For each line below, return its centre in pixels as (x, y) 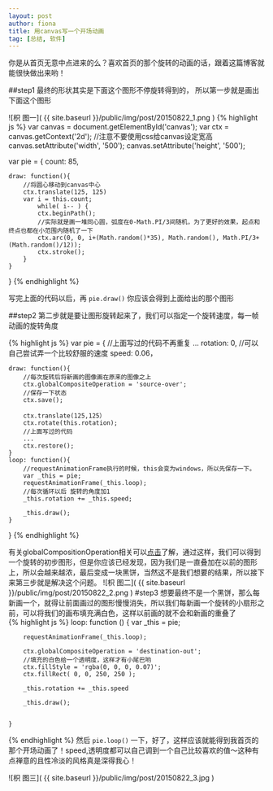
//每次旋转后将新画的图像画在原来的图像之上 (87, 378)
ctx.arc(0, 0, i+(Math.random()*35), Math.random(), (129, 238)
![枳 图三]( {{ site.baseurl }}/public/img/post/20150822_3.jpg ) (111, 778)
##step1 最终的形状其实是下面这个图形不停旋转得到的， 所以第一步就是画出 (134, 90)
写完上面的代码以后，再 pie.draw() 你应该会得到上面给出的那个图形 (121, 299)
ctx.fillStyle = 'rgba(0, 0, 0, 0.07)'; (92, 667)
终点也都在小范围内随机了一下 (51, 231)
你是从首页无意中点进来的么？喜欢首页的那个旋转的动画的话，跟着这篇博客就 (136, 63)
